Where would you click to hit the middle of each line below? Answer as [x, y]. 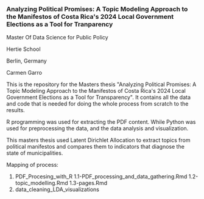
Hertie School [23, 49]
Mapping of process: [33, 165]
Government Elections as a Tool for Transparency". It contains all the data [98, 97]
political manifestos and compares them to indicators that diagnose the [95, 147]
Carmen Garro [24, 73]
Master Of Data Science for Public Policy [57, 38]
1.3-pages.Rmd [88, 183]
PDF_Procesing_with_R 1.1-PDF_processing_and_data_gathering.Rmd [101, 177]
